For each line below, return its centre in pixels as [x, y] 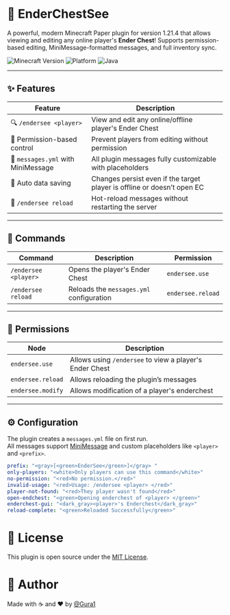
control [22, 148]
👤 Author [33, 585]
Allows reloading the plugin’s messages [133, 379]
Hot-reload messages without [140, 198]
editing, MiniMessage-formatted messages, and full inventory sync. [122, 47]
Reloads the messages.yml [109, 289]
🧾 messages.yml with [42, 159]
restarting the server [124, 207]
